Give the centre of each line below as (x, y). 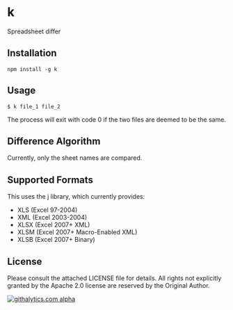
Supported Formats (50, 180)
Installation (32, 53)
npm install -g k (32, 69)
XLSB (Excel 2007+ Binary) (56, 240)
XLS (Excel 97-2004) (47, 210)
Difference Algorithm (54, 141)
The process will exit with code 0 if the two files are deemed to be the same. (116, 120)
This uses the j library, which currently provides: (76, 197)
